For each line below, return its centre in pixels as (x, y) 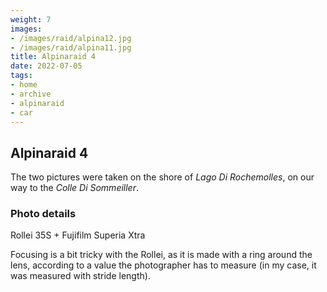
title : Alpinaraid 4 (53, 57)
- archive (31, 94)
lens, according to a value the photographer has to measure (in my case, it (163, 265)
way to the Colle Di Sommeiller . (75, 188)
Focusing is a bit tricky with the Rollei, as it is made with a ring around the (161, 255)
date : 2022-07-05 (46, 66)
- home (24, 85)
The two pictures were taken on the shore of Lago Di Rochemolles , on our (162, 177)
